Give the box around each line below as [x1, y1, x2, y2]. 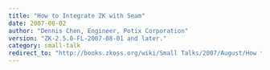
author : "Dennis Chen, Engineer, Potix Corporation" [8, 27, 189, 35]
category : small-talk [8, 42, 81, 50]
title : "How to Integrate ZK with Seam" [8, 11, 146, 20]
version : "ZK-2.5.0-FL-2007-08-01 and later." [8, 34, 167, 43]
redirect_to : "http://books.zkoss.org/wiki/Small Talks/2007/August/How [8, 49, 257, 57]
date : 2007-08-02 [8, 19, 67, 27]
